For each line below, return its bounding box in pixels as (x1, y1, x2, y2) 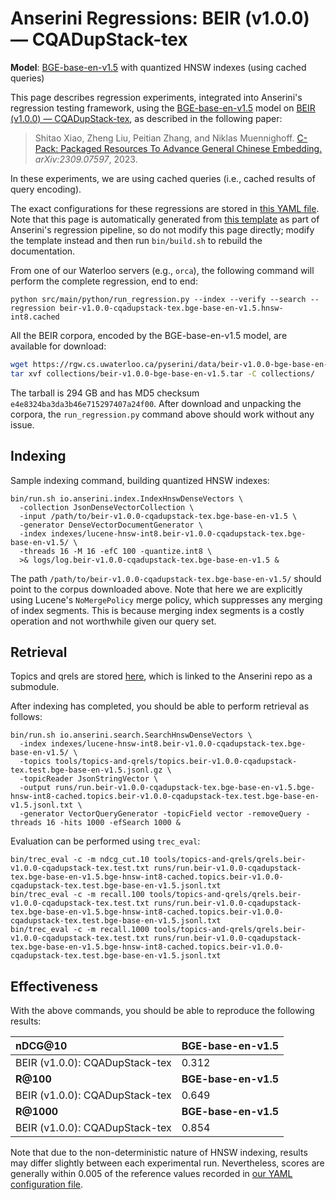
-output (19, 783, 52, 793)
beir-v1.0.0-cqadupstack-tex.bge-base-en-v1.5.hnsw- (59, 303, 284, 313)
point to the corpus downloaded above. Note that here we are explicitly (10, 583, 303, 595)
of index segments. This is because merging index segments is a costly (10, 604, 305, 616)
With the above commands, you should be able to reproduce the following (10, 1005, 315, 1017)
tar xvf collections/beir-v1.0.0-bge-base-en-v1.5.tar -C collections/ (10, 368, 315, 379)
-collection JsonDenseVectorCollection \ (19, 502, 195, 512)
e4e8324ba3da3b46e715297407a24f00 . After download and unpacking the (10, 397, 302, 409)
